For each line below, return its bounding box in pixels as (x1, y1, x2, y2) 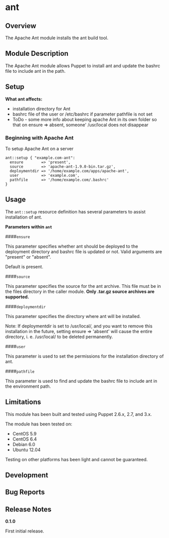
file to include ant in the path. (5, 68, 66, 74)
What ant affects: (5, 96, 43, 102)
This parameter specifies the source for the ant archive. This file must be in (5, 283, 161, 289)
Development (5, 471, 49, 479)
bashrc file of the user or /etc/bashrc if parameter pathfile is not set (12, 111, 153, 117)
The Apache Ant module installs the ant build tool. (5, 35, 109, 41)
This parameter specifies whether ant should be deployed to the (5, 243, 138, 249)
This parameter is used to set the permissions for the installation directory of (5, 353, 164, 359)
